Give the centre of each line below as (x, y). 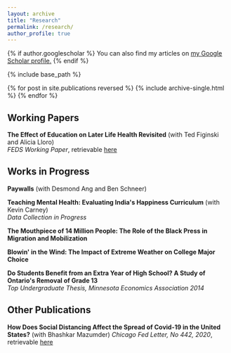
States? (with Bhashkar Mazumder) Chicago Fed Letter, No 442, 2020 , (110, 334)
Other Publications (49, 310)
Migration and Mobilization (47, 238)
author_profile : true (39, 33)
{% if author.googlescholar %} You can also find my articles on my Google (115, 53)
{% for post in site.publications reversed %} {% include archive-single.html (116, 88)
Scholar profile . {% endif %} (48, 61)
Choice (18, 259)
